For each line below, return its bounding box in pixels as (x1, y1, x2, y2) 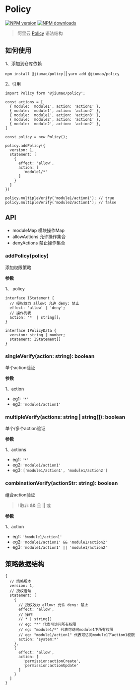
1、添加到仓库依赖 (5, 60, 42, 66)
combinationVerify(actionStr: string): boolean (5, 480, 118, 487)
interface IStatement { (5, 295, 55, 300)
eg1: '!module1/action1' (12, 533, 63, 539)
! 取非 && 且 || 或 (17, 502, 51, 508)
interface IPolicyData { (5, 328, 57, 333)
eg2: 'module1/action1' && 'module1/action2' (12, 539, 108, 545)
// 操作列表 (9, 310, 31, 315)
